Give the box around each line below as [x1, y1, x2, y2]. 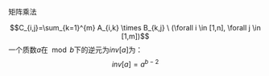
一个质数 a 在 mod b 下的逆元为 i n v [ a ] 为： [8, 45, 143, 54]
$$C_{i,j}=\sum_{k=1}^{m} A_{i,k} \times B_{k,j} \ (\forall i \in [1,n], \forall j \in [9, 23, 262, 32]
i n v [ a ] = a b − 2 [111, 58, 159, 69]
